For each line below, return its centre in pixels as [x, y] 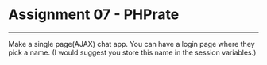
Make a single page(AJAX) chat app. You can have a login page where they [132, 44]
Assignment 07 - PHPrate [94, 15]
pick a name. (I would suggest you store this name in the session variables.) [132, 52]
